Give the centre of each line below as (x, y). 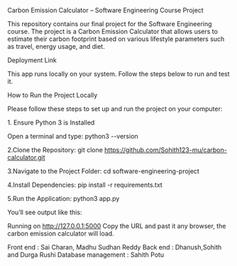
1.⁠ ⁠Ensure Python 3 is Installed (51, 122)
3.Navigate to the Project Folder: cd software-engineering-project (104, 171)
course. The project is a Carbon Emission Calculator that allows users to (113, 31)
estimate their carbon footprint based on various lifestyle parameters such (116, 39)
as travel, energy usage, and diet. (56, 46)
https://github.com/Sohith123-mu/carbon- (165, 150)
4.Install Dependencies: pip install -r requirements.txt (85, 185)
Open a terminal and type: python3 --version (73, 136)
